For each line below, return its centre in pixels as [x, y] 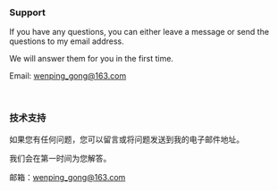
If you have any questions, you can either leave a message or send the [139, 32]
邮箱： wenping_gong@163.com [67, 177]
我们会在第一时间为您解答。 [60, 158]
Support [28, 12]
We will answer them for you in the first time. [92, 59]
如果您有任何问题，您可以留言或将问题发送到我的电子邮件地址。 [126, 139]
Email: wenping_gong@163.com [68, 76]
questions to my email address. [67, 41]
